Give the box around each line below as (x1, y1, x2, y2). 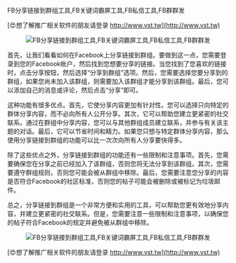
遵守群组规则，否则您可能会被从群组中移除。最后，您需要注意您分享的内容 (13, 168, 229, 177)
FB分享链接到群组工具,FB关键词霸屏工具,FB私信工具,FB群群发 (7, 6, 185, 14)
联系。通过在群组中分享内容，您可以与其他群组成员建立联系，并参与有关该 (7, 119, 223, 126)
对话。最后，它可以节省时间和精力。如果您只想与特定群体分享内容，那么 (19, 127, 229, 135)
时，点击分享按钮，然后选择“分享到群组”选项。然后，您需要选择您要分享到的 (7, 69, 228, 76)
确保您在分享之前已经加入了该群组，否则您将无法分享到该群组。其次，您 (13, 160, 223, 168)
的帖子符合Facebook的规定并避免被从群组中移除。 (7, 218, 153, 227)
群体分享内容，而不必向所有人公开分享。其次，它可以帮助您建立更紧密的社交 (7, 109, 229, 118)
